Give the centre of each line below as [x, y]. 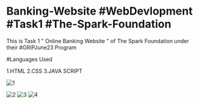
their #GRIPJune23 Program [42, 47]
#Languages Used [30, 59]
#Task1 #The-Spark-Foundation [89, 24]
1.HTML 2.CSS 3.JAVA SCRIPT [44, 71]
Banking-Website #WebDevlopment [99, 11]
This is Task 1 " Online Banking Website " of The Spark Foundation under [98, 41]
